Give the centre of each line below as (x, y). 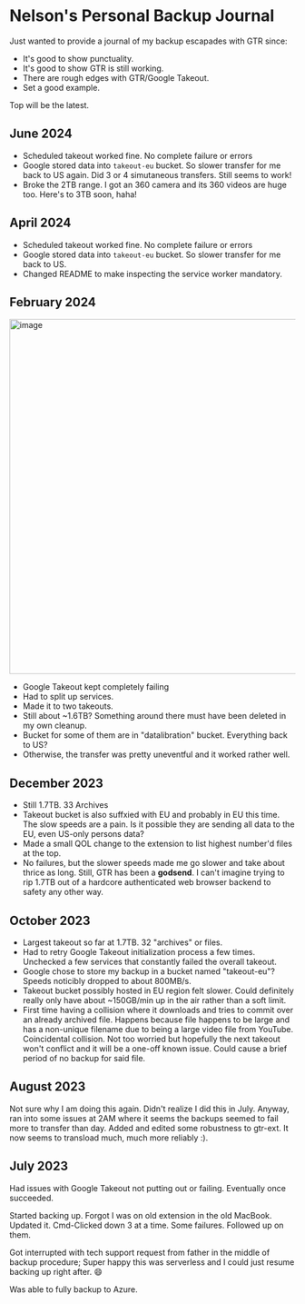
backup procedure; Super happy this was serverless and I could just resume (152, 1262)
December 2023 (57, 783)
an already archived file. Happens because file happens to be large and (156, 1020)
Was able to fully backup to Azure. (74, 1289)
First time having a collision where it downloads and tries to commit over (158, 1010)
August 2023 (48, 1087)
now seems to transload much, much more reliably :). (109, 1138)
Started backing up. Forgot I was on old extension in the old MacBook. (141, 1215)
